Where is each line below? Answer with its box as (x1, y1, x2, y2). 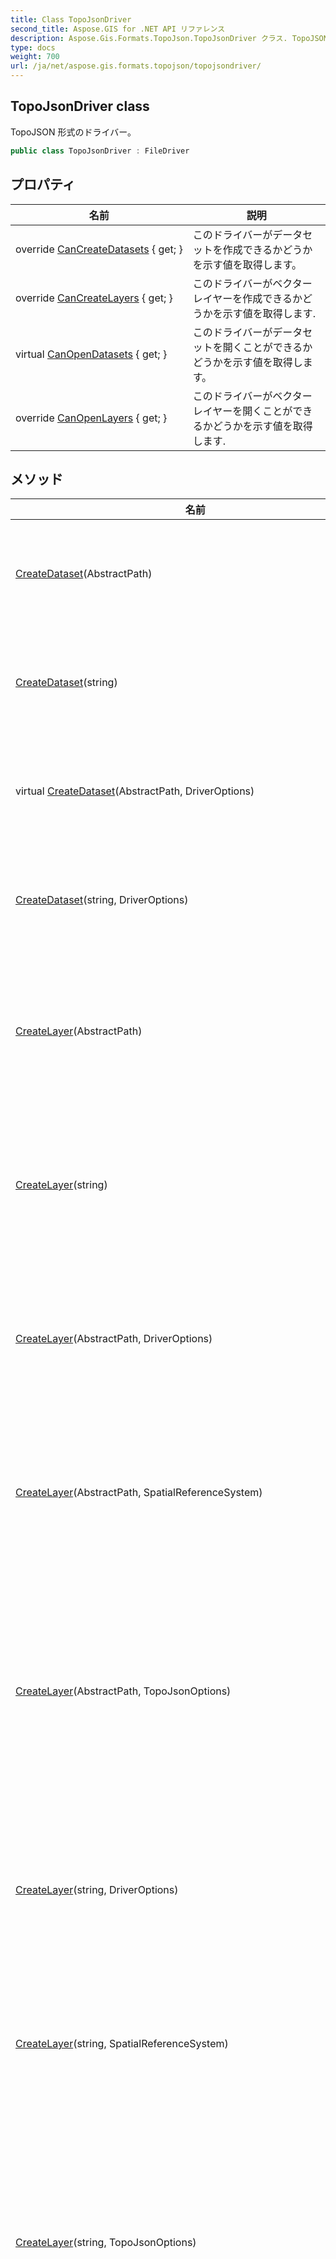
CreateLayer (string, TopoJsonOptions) (15, 2236, 197, 2250)
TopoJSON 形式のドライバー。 (10, 126, 137, 138)
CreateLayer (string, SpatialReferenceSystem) (15, 2037, 229, 2051)
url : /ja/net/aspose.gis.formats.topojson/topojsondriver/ (10, 61, 262, 71)
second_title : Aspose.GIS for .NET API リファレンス (10, 24, 226, 34)
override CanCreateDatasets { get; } (15, 242, 183, 256)
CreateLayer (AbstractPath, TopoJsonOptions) (15, 1684, 232, 1698)
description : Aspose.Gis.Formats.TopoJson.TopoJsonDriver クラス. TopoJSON (10, 33, 328, 43)
